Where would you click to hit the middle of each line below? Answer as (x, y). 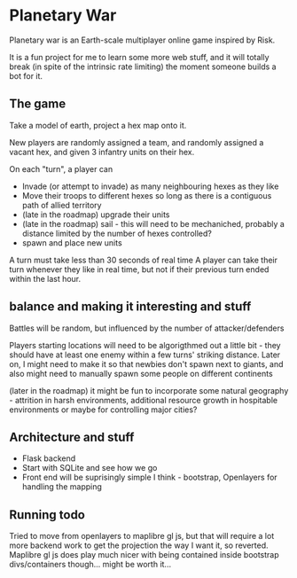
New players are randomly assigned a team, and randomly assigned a (137, 142)
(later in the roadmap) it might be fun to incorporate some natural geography (149, 390)
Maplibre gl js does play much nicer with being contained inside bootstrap (144, 555)
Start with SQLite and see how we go (90, 468)
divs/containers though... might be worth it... (90, 565)
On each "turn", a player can (61, 168)
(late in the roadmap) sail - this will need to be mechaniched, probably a (153, 223)
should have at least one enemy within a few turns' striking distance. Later (145, 355)
